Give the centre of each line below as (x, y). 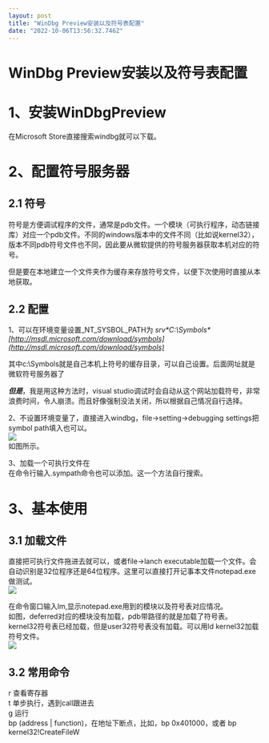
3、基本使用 (48, 509)
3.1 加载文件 (38, 541)
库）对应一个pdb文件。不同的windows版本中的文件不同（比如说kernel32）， (133, 234)
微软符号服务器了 (36, 374)
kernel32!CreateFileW (44, 732)
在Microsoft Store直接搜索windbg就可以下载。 (85, 136)
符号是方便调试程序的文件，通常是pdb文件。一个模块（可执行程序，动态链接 (134, 224)
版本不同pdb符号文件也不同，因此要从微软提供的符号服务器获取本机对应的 (130, 244)
